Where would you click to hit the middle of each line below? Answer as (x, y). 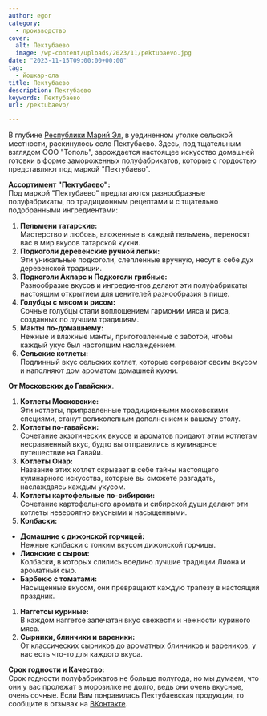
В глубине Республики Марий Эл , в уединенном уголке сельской (120, 135)
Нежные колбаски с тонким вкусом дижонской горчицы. (118, 545)
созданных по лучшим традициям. (79, 320)
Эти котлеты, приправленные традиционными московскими (124, 411)
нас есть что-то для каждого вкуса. (81, 654)
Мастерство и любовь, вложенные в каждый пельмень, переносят (135, 234)
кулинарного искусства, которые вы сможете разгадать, (117, 479)
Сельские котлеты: (54, 354)
